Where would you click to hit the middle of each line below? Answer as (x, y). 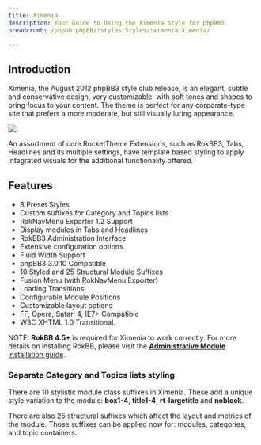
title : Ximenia (33, 15)
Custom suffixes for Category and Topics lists (94, 213)
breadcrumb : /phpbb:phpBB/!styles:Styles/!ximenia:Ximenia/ (110, 30)
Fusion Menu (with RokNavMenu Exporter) (89, 280)
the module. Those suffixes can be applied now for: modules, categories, (127, 424)
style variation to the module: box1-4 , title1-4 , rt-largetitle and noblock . (126, 401)
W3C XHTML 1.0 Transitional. (68, 322)
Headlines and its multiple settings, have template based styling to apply (126, 152)
